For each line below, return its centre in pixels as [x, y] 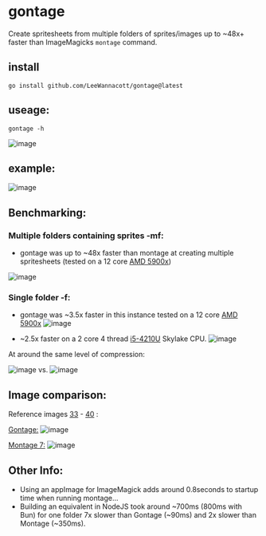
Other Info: [36, 470]
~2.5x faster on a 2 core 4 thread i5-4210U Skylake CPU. [113, 339]
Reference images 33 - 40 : [53, 415]
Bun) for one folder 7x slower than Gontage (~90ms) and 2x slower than [138, 514]
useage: [29, 110]
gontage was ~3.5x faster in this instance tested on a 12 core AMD [129, 315]
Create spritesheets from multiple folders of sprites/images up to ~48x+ [126, 34]
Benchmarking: [47, 213]
